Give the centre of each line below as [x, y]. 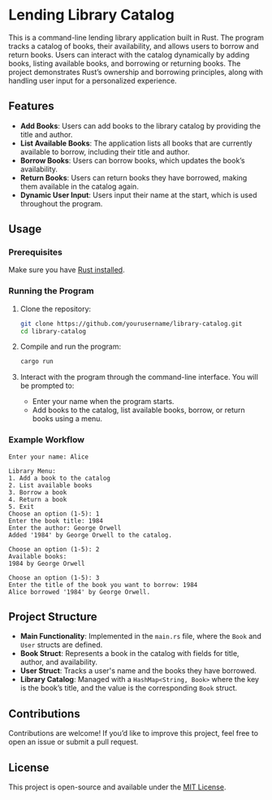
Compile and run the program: [71, 346]
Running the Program [52, 291]
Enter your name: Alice [49, 457]
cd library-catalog [53, 331]
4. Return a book [38, 499]
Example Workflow [47, 440]
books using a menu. [67, 419]
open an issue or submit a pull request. [73, 742]
